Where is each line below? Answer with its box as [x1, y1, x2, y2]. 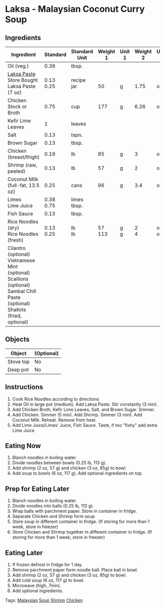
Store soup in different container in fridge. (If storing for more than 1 [12, 518, 150, 525]
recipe [71, 77, 86, 83]
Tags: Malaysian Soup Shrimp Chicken [5, 597, 83, 604]
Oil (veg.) [7, 63, 29, 69]
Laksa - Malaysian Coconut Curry [5, 3, 145, 15]
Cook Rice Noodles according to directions [12, 396, 99, 402]
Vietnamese [7, 257, 35, 264]
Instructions [5, 383, 43, 391]
